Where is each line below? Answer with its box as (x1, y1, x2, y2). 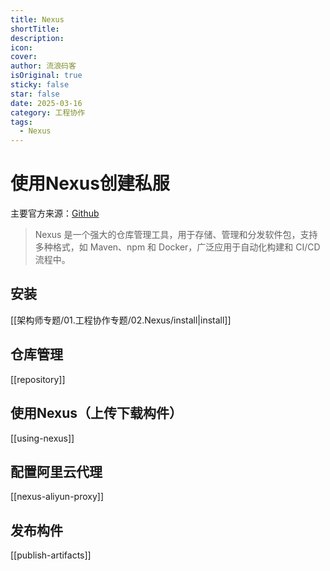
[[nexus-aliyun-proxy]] (10, 491, 104, 503)
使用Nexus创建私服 (10, 172, 170, 195)
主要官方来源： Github (10, 207, 100, 220)
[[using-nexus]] (10, 432, 75, 444)
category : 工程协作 (10, 107, 86, 118)
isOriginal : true (10, 71, 83, 81)
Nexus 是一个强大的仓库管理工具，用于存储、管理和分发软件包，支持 (34, 229, 318, 241)
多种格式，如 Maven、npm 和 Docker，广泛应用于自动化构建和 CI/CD (34, 241, 321, 253)
